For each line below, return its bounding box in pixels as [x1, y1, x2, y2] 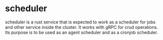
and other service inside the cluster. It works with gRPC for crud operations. [5, 24, 158, 30]
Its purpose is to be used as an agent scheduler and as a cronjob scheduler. [5, 29, 158, 35]
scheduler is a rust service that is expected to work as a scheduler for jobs [5, 19, 156, 25]
